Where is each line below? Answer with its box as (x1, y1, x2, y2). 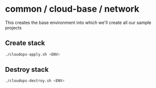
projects (5, 24, 22, 30)
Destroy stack (5, 66, 49, 74)
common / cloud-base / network (5, 3, 140, 15)
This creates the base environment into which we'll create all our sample (5, 20, 152, 25)
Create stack (5, 39, 45, 47)
